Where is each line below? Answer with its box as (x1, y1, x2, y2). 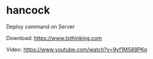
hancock (6, 4, 51, 17)
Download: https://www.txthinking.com (6, 34, 102, 41)
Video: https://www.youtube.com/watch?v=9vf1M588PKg (6, 45, 148, 53)
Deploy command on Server (6, 23, 75, 30)
